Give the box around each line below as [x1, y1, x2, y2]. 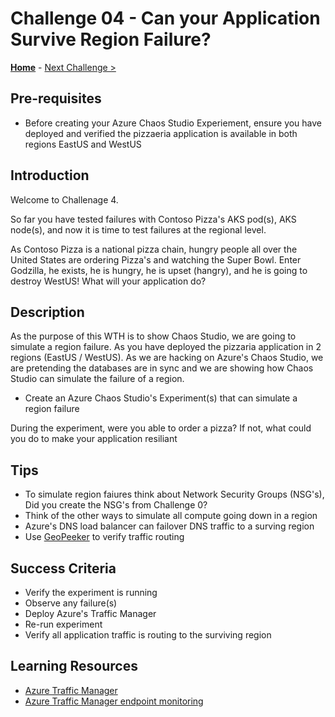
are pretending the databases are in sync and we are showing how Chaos [10, 362, 314, 374]
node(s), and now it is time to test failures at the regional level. [10, 223, 267, 236]
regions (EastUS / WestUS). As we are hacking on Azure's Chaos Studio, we [10, 352, 324, 364]
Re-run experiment [24, 618, 103, 630]
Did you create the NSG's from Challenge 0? [24, 499, 208, 511]
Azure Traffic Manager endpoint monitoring [24, 695, 204, 707]
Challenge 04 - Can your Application [10, 7, 321, 30]
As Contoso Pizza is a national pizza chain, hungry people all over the [10, 243, 298, 255]
